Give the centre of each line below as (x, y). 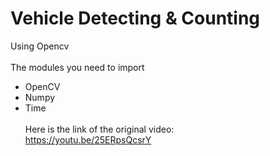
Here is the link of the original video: (99, 129)
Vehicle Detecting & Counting (135, 18)
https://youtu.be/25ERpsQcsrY (88, 139)
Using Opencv (40, 46)
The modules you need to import (77, 67)
